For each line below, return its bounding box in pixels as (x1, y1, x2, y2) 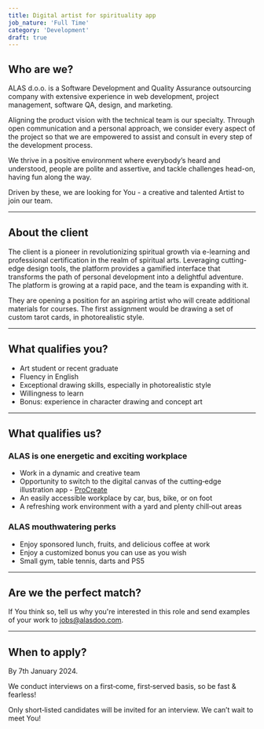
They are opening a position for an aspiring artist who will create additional (8, 296, 250, 305)
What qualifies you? (8, 343, 108, 356)
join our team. (8, 196, 53, 205)
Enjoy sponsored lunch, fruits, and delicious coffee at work (19, 539, 211, 549)
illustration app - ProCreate (19, 485, 108, 495)
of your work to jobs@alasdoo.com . (8, 615, 124, 625)
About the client (8, 226, 89, 240)
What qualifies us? (8, 427, 102, 440)
